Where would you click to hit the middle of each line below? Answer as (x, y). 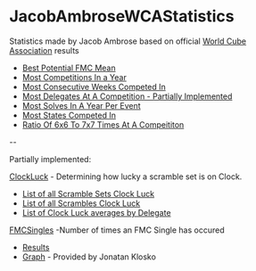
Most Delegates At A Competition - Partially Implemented (127, 96)
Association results (44, 50)
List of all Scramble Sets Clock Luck (88, 193)
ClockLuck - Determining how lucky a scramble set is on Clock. (126, 177)
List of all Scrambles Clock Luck (81, 203)
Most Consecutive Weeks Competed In (94, 86)
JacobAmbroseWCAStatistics (122, 16)
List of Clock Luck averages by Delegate (96, 212)
